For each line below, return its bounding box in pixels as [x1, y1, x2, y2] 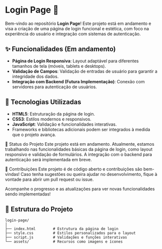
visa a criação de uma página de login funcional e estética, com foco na [5, 25, 149, 31]
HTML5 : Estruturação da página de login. [12, 111, 95, 116]
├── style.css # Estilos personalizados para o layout [5, 231, 136, 236]
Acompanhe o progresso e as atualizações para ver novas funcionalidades [5, 186, 155, 192]
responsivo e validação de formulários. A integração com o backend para [5, 151, 152, 157]
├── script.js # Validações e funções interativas [5, 235, 127, 240]
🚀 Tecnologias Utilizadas [5, 98, 81, 106]
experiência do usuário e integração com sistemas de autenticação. [5, 31, 141, 37]
